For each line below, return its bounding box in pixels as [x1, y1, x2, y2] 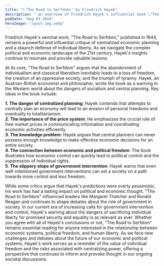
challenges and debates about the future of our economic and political [5, 236, 148, 241]
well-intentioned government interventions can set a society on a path [5, 168, 147, 175]
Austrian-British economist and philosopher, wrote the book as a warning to [5, 81, 158, 87]
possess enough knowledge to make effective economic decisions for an [5, 137, 153, 143]
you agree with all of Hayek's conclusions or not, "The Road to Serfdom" [5, 220, 152, 226]
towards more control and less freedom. [5, 174, 86, 179]
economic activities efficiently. [5, 126, 67, 133]
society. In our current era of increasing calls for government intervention [5, 204, 154, 210]
